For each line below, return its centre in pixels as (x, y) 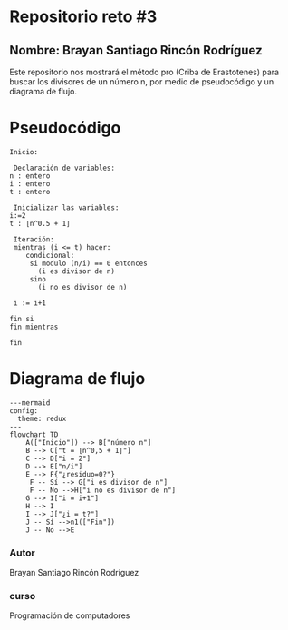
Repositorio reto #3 (83, 17)
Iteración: (34, 239)
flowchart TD (34, 434)
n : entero (30, 176)
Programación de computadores (70, 615)
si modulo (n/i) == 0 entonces (88, 263)
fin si (22, 319)
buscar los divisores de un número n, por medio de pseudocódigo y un (142, 82)
